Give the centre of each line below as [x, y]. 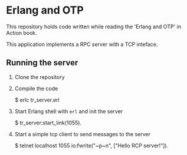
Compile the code [36, 88]
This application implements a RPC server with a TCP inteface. [82, 44]
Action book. [22, 32]
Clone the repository [40, 77]
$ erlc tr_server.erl [37, 100]
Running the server [42, 63]
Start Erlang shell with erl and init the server [69, 111]
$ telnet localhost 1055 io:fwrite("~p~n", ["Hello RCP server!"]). [91, 146]
